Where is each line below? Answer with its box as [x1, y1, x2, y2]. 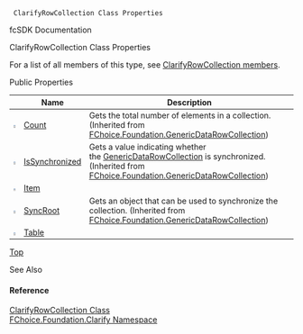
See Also [9, 265, 43, 275]
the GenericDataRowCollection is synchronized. [88, 151, 266, 161]
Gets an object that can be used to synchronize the [88, 195, 279, 206]
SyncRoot [23, 204, 60, 215]
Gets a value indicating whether [88, 141, 207, 152]
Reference [9, 284, 50, 295]
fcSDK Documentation [9, 24, 92, 35]
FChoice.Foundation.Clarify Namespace [9, 314, 158, 325]
